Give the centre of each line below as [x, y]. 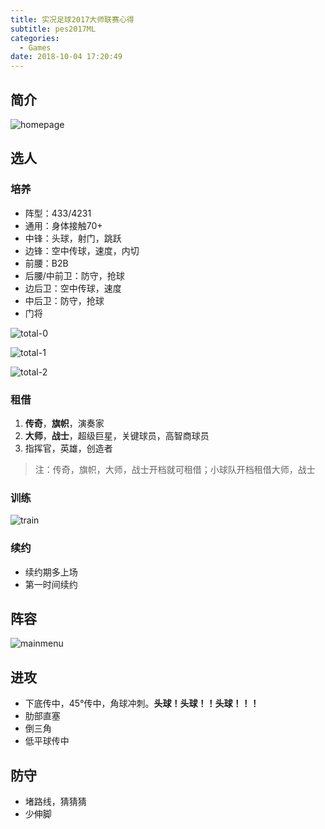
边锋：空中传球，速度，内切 [82, 250]
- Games [35, 47]
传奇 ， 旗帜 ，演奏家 [64, 423]
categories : [35, 38]
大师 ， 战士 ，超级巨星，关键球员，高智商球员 [117, 435]
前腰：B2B [46, 263]
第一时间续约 [51, 584]
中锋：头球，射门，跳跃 [73, 238]
